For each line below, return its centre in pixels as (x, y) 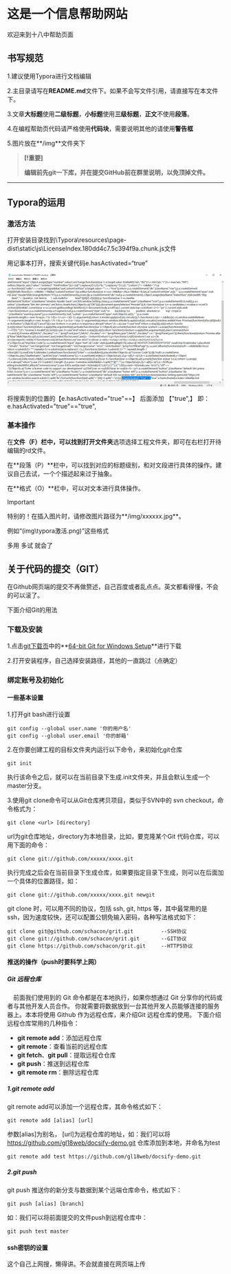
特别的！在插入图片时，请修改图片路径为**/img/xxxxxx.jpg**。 (96, 516)
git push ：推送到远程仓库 (53, 1064)
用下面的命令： (28, 845)
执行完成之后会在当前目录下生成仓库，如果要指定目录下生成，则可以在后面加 (115, 872)
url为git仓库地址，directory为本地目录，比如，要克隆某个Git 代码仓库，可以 (113, 836)
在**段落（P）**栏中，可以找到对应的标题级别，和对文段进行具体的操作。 (111, 465)
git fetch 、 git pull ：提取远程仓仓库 (66, 1055)
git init (20, 763)
